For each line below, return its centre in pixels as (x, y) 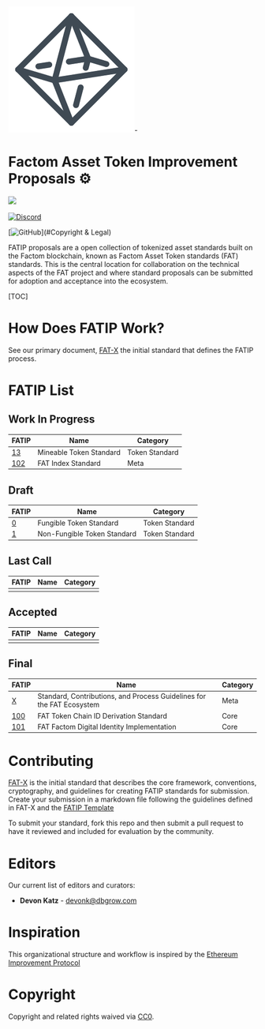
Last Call (30, 561)
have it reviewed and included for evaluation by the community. (111, 832)
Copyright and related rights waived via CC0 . (81, 1016)
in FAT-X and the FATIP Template (61, 808)
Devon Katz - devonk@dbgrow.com (78, 901)
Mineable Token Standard (79, 452)
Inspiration (44, 932)
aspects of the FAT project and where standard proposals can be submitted (131, 272)
